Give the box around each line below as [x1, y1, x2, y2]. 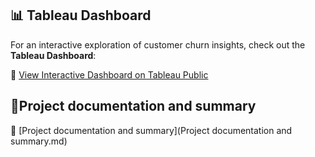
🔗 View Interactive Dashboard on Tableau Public [10, 68, 209, 81]
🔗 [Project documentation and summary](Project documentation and [10, 124, 293, 136]
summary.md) [10, 135, 68, 147]
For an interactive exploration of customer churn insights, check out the [10, 38, 306, 51]
